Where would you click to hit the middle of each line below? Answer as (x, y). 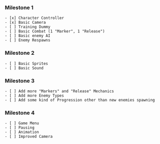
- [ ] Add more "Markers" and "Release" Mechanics (59, 91)
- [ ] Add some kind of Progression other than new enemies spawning (80, 100)
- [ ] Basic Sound (24, 68)
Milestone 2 (20, 53)
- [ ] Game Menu (22, 123)
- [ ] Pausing (20, 128)
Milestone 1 (19, 8)
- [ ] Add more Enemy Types (35, 95)
